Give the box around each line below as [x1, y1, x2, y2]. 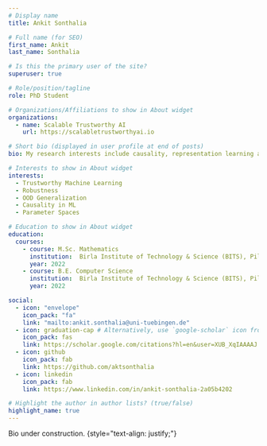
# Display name [8, 11, 59, 20]
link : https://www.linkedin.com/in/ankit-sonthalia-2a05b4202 [22, 385, 233, 394]
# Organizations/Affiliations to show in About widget [8, 106, 194, 114]
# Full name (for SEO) [8, 33, 83, 41]
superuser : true [8, 70, 62, 78]
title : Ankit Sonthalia [8, 19, 87, 27]
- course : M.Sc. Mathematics [22, 245, 119, 253]
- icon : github [15, 348, 66, 356]
